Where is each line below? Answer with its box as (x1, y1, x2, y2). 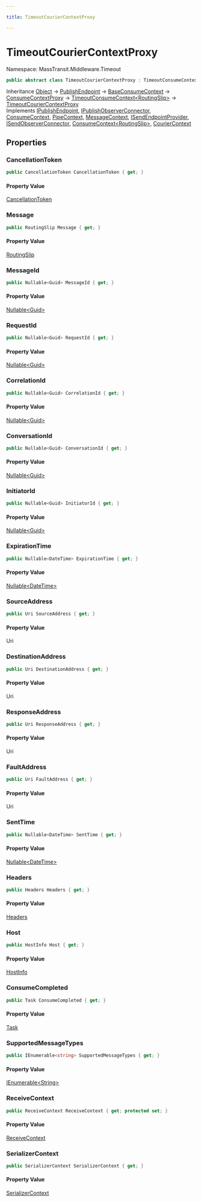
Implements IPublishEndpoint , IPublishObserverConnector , (6, 107, 151, 115)
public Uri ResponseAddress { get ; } (6, 721, 101, 727)
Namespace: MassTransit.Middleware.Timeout (6, 65, 121, 72)
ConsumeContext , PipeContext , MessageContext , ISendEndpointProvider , (6, 113, 189, 121)
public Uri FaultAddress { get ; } (6, 777, 93, 783)
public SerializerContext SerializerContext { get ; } (6, 1163, 144, 1169)
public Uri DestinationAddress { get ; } (6, 666, 109, 672)
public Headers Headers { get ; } (6, 887, 90, 893)
